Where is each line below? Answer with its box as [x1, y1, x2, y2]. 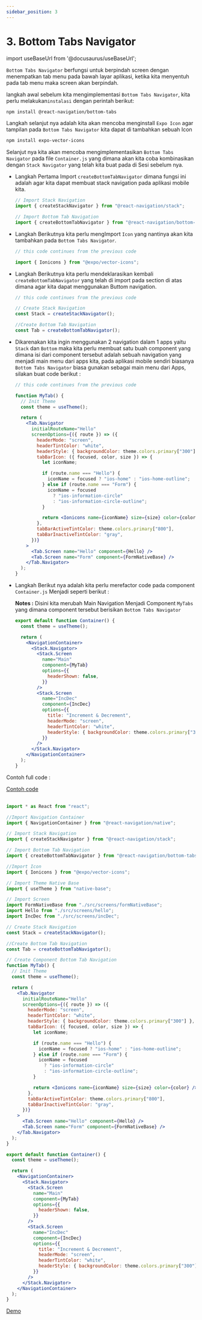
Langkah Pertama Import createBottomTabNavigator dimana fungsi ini [14, 173, 186, 180]
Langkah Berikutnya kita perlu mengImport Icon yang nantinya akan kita [14, 230, 194, 238]
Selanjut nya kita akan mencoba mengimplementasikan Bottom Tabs [6, 149, 174, 156]
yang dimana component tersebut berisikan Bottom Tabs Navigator [14, 606, 182, 614]
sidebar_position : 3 [6, 8, 58, 15]
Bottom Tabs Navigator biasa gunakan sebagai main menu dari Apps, [14, 363, 186, 371]
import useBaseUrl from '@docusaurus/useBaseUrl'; [6, 55, 136, 62]
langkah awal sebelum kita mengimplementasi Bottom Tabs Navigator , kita [6, 91, 191, 98]
